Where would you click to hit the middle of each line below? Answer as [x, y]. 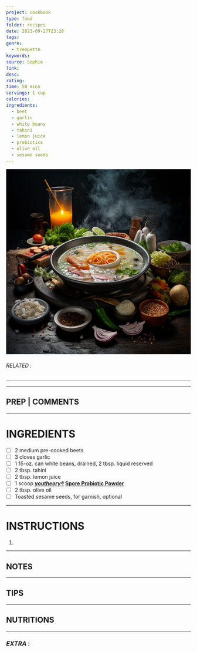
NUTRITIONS [30, 620]
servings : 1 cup [26, 93]
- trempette [26, 50]
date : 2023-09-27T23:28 [35, 31]
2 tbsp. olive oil [33, 490]
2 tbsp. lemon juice [38, 476]
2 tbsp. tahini [30, 470]
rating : [16, 80]
